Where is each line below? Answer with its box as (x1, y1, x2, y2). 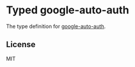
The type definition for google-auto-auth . (6, 23, 106, 30)
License (6, 40, 36, 50)
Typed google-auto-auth (6, 3, 129, 17)
